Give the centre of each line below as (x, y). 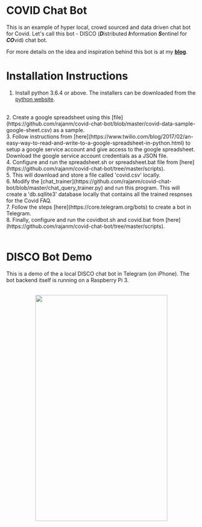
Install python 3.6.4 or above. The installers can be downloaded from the (105, 93)
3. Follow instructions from (39, 136)
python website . (35, 99)
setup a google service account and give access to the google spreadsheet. (101, 149)
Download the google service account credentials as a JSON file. (87, 156)
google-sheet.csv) (29, 130)
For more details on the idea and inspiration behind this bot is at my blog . (97, 51)
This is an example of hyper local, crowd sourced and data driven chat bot (99, 27)
